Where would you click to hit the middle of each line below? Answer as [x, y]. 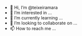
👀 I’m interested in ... [31, 13]
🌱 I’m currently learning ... [36, 18]
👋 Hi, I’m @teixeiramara [34, 8]
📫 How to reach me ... [33, 28]
